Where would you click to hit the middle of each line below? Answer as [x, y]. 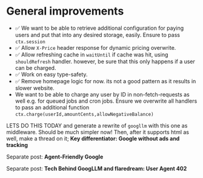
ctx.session [30, 42]
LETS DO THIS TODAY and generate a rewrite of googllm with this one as [97, 125]
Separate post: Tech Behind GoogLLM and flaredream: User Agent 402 [97, 168]
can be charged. [35, 67]
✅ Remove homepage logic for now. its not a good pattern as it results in [105, 81]
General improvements [65, 11]
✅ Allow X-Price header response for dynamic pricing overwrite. [95, 47]
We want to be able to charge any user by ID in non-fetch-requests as [102, 94]
